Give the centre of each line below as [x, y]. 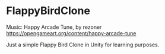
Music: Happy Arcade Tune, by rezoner [54, 27]
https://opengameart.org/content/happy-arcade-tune [71, 33]
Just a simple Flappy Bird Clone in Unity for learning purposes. [83, 45]
